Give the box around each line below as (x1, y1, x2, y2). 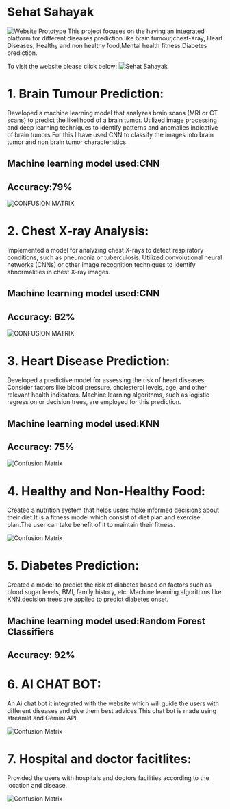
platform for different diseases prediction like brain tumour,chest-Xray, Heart (7, 34, 223, 42)
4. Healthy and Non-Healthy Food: (7, 483, 205, 499)
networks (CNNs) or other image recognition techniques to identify (7, 261, 196, 269)
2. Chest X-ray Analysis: (7, 224, 149, 239)
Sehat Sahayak (7, 4, 94, 20)
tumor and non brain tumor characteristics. (7, 138, 128, 146)
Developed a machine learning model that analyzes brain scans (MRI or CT (7, 108, 218, 117)
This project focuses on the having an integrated (67, 27, 205, 35)
